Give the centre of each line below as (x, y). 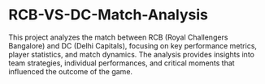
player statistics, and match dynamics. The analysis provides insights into (131, 54)
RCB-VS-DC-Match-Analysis (109, 15)
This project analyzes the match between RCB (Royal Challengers (118, 37)
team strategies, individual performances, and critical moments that (122, 63)
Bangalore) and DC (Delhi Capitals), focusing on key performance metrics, (133, 45)
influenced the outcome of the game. (70, 71)
